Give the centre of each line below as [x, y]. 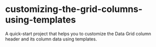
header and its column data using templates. [51, 39]
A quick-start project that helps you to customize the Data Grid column [78, 33]
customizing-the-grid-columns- [74, 9]
